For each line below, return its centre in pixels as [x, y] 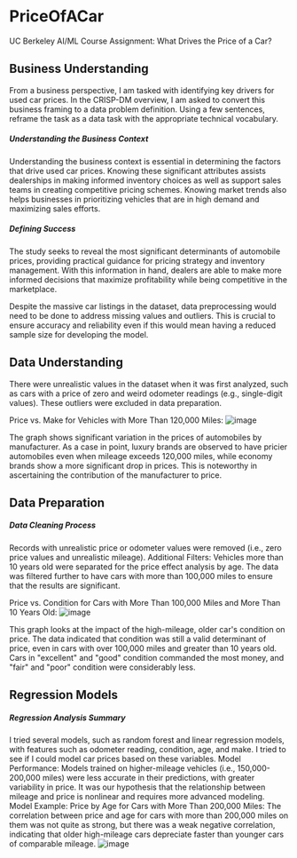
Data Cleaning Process [52, 525]
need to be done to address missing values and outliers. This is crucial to [143, 315]
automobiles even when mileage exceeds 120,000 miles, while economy [141, 456]
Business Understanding [79, 69]
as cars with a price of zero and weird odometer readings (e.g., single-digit [146, 393]
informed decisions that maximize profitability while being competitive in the [148, 279]
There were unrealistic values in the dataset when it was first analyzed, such [149, 384]
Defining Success [43, 229]
